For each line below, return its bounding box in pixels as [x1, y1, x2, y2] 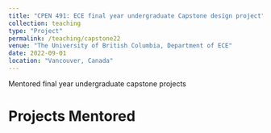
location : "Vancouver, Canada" [8, 57, 114, 65]
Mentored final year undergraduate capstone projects [8, 78, 187, 89]
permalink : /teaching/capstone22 [8, 34, 121, 43]
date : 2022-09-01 [8, 49, 67, 57]
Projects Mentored [8, 107, 135, 126]
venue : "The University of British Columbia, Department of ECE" [8, 42, 232, 50]
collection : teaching [8, 19, 81, 27]
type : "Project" [8, 27, 63, 35]
